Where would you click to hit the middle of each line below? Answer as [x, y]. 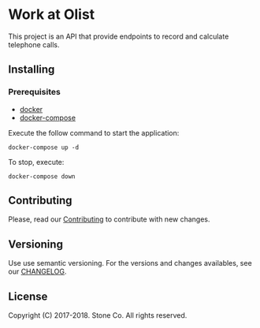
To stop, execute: [36, 162]
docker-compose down [42, 176]
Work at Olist [52, 15]
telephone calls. [34, 44]
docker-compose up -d [44, 147]
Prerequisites [34, 92]
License [28, 296]
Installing [32, 70]
